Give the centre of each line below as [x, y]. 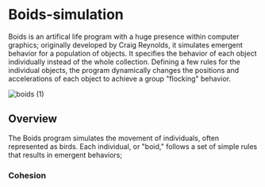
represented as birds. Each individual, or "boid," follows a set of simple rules [133, 146]
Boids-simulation [66, 15]
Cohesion [27, 175]
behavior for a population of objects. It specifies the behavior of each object [132, 53]
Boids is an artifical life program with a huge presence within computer [124, 36]
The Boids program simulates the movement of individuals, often [114, 138]
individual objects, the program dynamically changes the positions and [124, 70]
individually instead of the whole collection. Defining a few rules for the [124, 62]
